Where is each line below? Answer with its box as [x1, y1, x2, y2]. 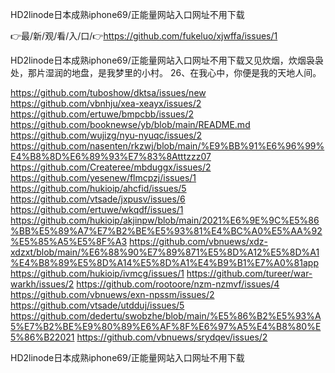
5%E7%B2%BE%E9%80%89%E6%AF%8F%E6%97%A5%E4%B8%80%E [10, 321, 322, 332]
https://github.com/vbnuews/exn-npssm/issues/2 [10, 289, 215, 300]
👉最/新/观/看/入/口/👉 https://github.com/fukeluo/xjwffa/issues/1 [10, 30, 278, 42]
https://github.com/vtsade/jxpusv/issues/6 [10, 193, 186, 205]
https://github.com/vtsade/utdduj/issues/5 [10, 299, 185, 311]
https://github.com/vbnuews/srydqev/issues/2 [76, 331, 268, 343]
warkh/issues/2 [10, 278, 75, 290]
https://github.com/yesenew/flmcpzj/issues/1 [10, 172, 197, 183]
